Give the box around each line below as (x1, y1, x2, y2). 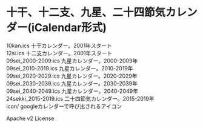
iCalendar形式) (31, 21, 107, 35)
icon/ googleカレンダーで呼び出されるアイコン (6, 103, 122, 110)
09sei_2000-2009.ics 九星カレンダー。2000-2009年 (6, 57, 138, 64)
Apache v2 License (6, 115, 55, 122)
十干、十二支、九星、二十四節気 (6, 5, 166, 19)
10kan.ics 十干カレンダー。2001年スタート (6, 42, 112, 49)
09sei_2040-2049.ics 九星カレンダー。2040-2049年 (6, 87, 138, 95)
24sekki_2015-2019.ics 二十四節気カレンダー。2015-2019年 (6, 95, 155, 102)
